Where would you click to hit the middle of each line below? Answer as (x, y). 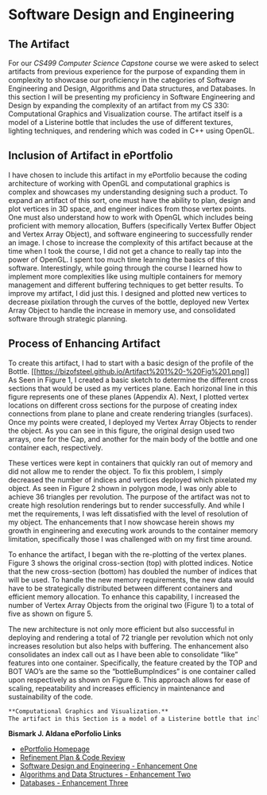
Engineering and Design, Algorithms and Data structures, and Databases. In (132, 88)
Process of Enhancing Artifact (84, 344)
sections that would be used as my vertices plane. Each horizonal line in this (133, 388)
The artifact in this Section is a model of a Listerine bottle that (126, 719)
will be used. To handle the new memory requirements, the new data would (131, 579)
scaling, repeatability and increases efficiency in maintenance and (116, 688)
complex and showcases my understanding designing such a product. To (128, 192)
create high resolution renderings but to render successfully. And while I (126, 505)
